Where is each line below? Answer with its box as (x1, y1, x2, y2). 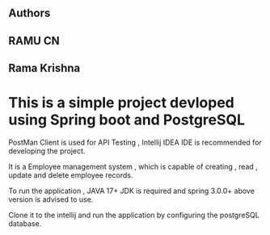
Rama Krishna (8, 61, 81, 75)
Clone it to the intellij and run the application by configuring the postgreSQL (8, 210, 260, 220)
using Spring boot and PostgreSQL (8, 111, 245, 129)
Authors (8, 6, 51, 20)
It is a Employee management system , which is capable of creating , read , (8, 162, 259, 172)
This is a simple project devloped (8, 94, 234, 112)
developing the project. (8, 146, 86, 156)
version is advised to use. (8, 195, 94, 204)
